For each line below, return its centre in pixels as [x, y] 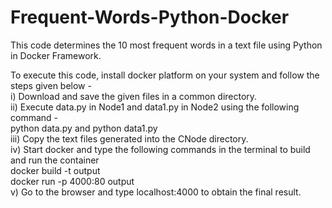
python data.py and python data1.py [84, 128]
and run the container [55, 160]
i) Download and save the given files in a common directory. [134, 96]
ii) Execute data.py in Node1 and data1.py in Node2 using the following [155, 107]
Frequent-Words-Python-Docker [150, 17]
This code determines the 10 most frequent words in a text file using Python [166, 45]
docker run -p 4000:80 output [72, 181]
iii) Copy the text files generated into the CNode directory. [129, 138]
